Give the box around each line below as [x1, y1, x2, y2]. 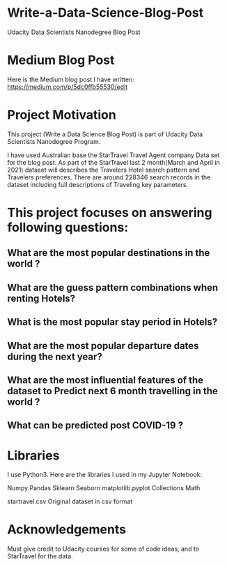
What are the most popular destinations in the [7, 247, 210, 259]
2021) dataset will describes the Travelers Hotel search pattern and [7, 165, 200, 174]
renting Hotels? [7, 292, 76, 304]
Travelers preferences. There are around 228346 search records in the [7, 172, 211, 181]
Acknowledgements [7, 521, 127, 537]
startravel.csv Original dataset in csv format [7, 497, 133, 506]
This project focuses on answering [7, 205, 212, 220]
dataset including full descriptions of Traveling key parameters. [7, 180, 189, 188]
